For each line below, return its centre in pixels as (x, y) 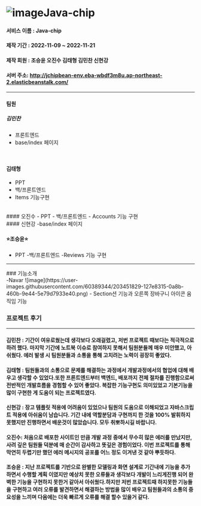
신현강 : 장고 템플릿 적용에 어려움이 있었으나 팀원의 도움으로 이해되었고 (87, 408)
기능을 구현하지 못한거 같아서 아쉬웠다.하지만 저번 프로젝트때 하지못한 (97, 482)
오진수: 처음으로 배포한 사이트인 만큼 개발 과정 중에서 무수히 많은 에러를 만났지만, (99, 437)
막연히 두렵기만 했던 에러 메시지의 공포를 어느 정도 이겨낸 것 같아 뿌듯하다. (91, 452)
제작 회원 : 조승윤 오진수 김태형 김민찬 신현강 (57, 60)
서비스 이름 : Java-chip (34, 31)
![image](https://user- (51, 280)
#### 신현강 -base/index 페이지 (44, 224)
